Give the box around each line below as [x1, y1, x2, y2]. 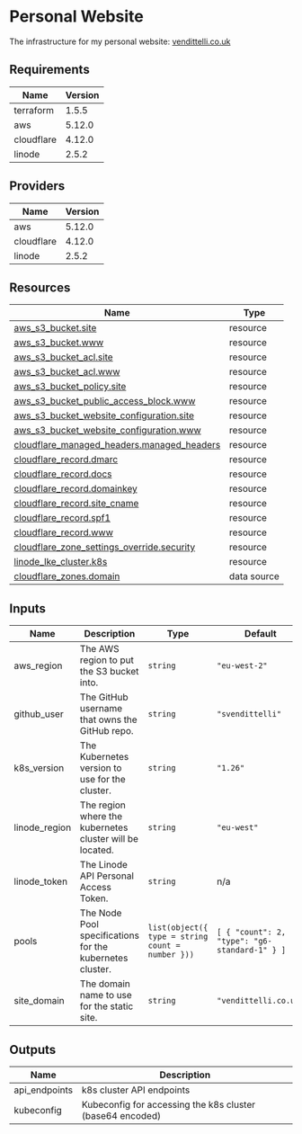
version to [79, 762, 122, 774]
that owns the [79, 713, 138, 726]
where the [79, 810, 123, 823]
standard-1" [217, 945, 268, 955]
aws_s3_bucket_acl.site [13, 351, 114, 363]
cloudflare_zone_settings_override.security [13, 541, 196, 554]
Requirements [9, 62, 90, 77]
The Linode [79, 859, 129, 871]
